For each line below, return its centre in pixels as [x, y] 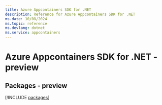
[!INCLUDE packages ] [27, 97]
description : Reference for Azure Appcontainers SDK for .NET [70, 14]
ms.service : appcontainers [33, 33]
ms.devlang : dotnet [25, 28]
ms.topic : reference [26, 23]
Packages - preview [36, 86]
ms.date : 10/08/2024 [26, 19]
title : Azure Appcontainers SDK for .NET [48, 10]
